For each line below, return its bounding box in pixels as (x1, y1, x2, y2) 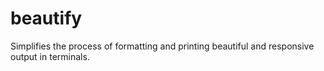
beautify (10, 7, 83, 30)
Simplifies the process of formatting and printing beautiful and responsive (10, 40, 315, 52)
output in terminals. (10, 50, 90, 62)
